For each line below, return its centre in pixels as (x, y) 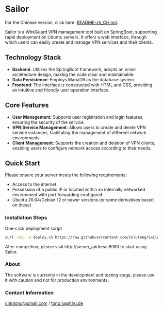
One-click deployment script (33, 228)
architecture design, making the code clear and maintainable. (73, 74)
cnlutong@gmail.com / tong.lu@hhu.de (44, 303)
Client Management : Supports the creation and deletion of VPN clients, (84, 143)
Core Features (27, 105)
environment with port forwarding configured (57, 195)
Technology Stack (33, 58)
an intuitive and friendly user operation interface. (61, 90)
